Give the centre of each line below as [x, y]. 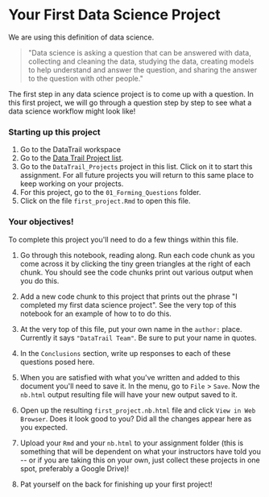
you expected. [44, 427]
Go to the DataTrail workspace [70, 150]
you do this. [39, 280]
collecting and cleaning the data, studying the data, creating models [141, 61]
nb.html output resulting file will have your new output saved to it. [128, 394]
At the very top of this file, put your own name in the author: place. [131, 329]
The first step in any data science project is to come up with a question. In [131, 93]
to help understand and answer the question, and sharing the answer [143, 69]
